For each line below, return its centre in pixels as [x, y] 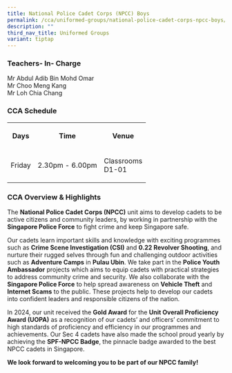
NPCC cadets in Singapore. [46, 349]
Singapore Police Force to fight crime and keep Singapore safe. [98, 227]
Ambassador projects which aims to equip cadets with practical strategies [113, 269]
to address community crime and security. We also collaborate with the [108, 277]
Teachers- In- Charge [44, 64]
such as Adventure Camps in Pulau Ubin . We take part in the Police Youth [114, 262]
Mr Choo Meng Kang [37, 86]
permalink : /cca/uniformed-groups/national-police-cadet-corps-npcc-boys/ [117, 20]
